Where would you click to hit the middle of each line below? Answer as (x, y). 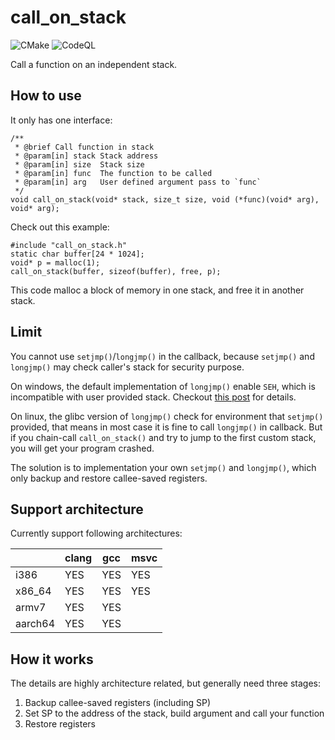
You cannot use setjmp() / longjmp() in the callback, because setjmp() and (162, 356)
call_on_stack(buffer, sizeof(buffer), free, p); (116, 271)
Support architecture (77, 509)
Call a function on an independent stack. (94, 64)
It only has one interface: (61, 120)
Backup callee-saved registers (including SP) (118, 703)
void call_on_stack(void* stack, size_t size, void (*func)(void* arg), (165, 199)
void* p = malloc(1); (55, 262)
